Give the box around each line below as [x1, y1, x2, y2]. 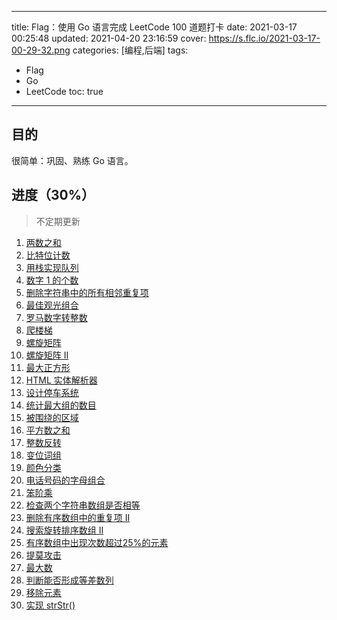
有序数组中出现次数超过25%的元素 [25, 536, 169, 548]
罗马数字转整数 [25, 311, 88, 323]
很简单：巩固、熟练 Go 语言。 [11, 154, 134, 166]
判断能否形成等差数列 [25, 574, 114, 586]
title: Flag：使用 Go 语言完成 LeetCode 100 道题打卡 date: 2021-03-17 [11, 21, 298, 33]
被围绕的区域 [25, 411, 79, 423]
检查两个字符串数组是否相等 [25, 499, 141, 511]
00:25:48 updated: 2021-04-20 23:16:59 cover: [11, 32, 207, 44]
